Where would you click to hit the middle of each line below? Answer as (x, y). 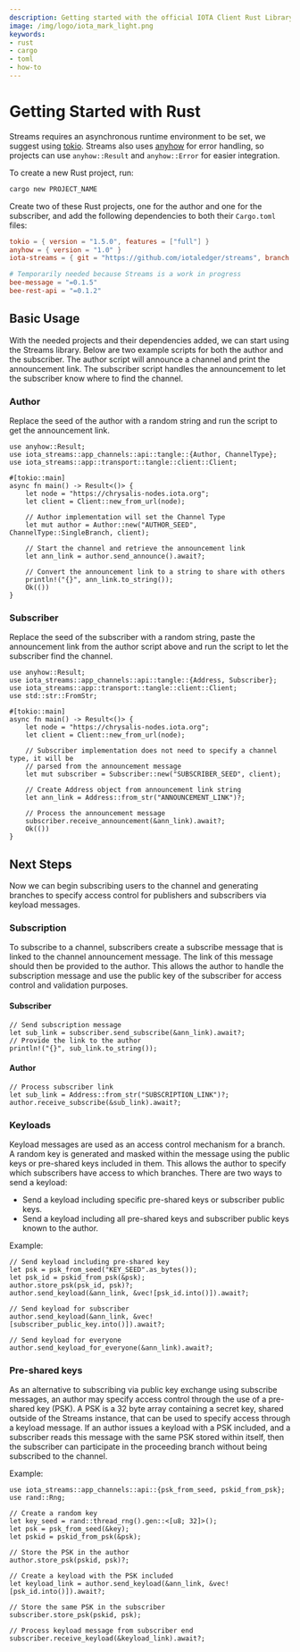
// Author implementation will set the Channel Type (125, 518)
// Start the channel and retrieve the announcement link (135, 549)
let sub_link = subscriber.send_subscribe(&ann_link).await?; (127, 1032)
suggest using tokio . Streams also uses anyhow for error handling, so (137, 146)
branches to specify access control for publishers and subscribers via (138, 896)
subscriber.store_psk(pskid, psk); (75, 1615)
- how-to (25, 68)
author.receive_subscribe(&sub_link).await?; (95, 1102)
